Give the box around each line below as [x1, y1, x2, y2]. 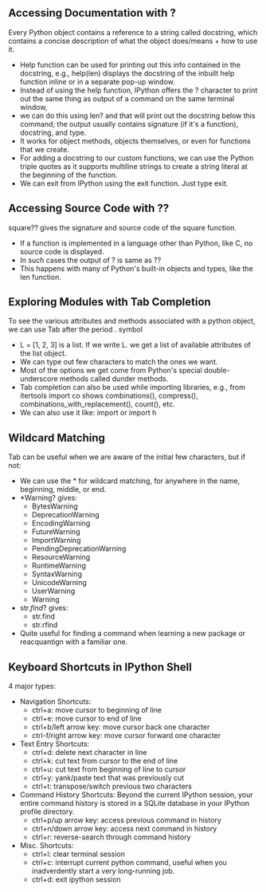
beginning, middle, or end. [19, 485, 107, 494]
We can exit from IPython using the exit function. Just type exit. [19, 179, 229, 188]
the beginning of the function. [19, 170, 118, 179]
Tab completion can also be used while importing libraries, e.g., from [19, 383, 245, 392]
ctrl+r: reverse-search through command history [31, 832, 191, 842]
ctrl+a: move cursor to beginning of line [31, 705, 162, 715]
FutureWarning [31, 527, 80, 536]
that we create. [19, 144, 70, 154]
